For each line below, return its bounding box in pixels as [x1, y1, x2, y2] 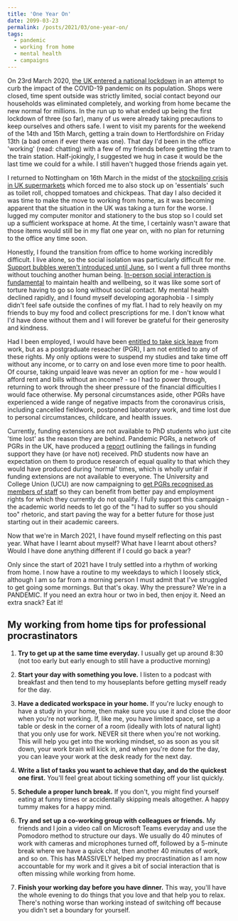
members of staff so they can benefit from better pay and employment [7, 487, 215, 496]
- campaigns [13, 57, 50, 64]
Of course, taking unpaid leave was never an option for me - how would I [7, 368, 221, 376]
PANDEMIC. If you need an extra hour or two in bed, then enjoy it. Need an [7, 590, 226, 599]
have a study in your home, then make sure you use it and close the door [17, 707, 232, 715]
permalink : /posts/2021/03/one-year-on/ [7, 24, 129, 31]
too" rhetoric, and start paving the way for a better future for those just [7, 510, 215, 519]
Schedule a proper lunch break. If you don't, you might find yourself [17, 787, 219, 796]
